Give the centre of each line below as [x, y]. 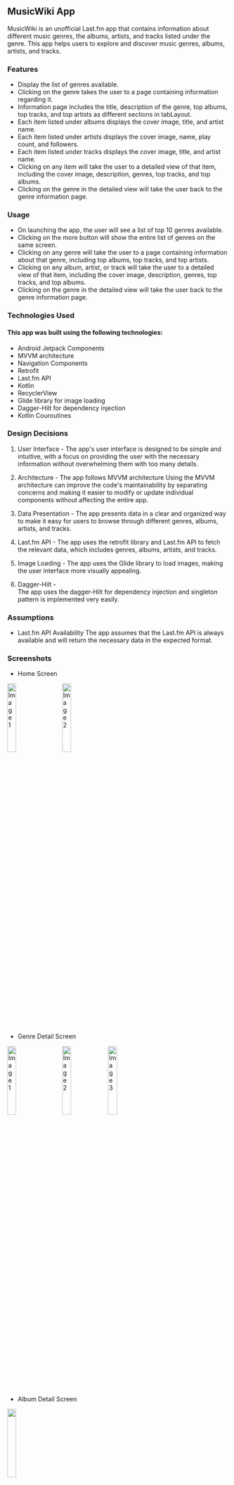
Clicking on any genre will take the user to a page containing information [122, 253]
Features [23, 69]
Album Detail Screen [47, 1399]
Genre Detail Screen [46, 1036]
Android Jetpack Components [61, 348]
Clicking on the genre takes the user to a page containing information [118, 92]
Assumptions [31, 617]
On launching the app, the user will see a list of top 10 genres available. [120, 230]
